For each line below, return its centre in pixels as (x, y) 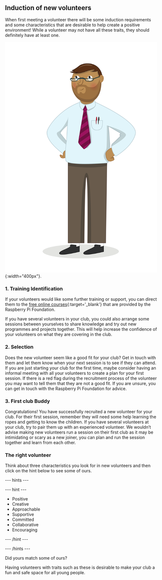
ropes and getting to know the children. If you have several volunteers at (77, 422)
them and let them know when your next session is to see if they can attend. (81, 363)
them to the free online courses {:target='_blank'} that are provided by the (78, 305)
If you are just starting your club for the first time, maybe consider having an (81, 368)
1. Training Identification (34, 289)
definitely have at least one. (33, 35)
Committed (23, 520)
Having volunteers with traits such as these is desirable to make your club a (80, 567)
